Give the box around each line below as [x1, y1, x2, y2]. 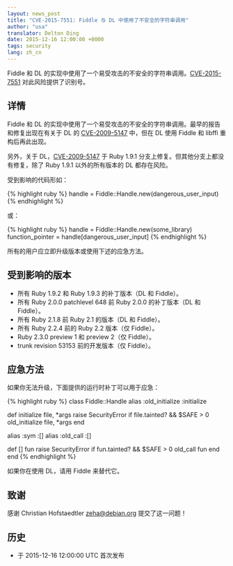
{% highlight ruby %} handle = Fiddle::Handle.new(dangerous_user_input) [7, 189, 219, 198]
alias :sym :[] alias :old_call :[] [7, 432, 92, 440]
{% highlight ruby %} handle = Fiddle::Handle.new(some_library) [7, 225, 193, 233]
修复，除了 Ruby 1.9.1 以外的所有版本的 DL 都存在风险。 [13, 161, 172, 169]
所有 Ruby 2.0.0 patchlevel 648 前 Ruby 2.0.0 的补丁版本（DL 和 [17, 297, 201, 306]
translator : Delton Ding [7, 29, 79, 37]
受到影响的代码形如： [7, 175, 68, 184]
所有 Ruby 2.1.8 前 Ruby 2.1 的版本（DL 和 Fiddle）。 [17, 315, 165, 324]
